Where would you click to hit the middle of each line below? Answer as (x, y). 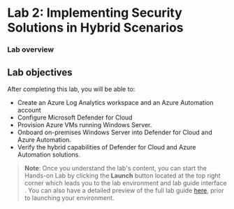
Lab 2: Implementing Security (95, 13)
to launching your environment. (69, 198)
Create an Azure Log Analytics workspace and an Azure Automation (115, 102)
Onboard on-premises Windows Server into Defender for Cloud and (115, 132)
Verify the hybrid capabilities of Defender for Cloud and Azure (107, 147)
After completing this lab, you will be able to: (71, 89)
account (29, 110)
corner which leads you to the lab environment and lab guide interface (125, 182)
